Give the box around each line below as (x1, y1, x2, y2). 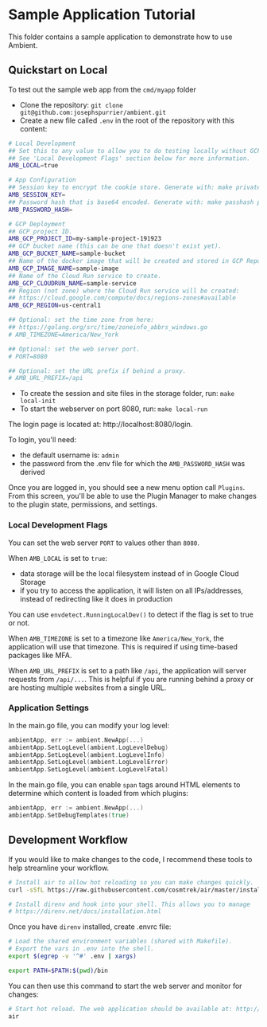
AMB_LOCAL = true (8, 162, 59, 170)
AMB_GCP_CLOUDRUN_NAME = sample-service (8, 279, 137, 288)
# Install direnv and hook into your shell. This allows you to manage (8, 900, 250, 908)
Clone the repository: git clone (19, 100, 123, 109)
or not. (8, 617, 30, 627)
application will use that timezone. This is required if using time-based (8, 641, 238, 651)
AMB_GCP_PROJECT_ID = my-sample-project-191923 (8, 235, 161, 243)
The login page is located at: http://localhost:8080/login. (8, 420, 193, 429)
